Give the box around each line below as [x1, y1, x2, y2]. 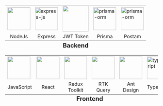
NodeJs [10, 33, 28, 40]
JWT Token [63, 33, 89, 40]
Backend [63, 41, 89, 49]
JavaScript [7, 83, 33, 90]
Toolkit [67, 87, 83, 93]
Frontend [76, 95, 103, 103]
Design [123, 87, 139, 93]
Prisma [97, 33, 113, 40]
